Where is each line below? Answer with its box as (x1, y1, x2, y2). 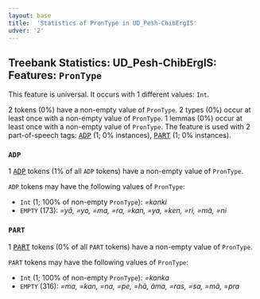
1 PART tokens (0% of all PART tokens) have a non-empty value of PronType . (8, 242, 253, 251)
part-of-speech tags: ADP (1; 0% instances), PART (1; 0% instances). (8, 131, 232, 140)
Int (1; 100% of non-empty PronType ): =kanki (19, 197, 167, 207)
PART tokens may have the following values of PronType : (8, 257, 189, 267)
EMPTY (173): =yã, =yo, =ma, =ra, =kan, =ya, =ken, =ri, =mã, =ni (19, 206, 227, 215)
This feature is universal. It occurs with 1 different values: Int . (8, 89, 210, 100)
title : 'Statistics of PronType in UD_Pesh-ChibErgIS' (8, 19, 197, 27)
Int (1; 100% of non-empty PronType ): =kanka (19, 273, 169, 282)
